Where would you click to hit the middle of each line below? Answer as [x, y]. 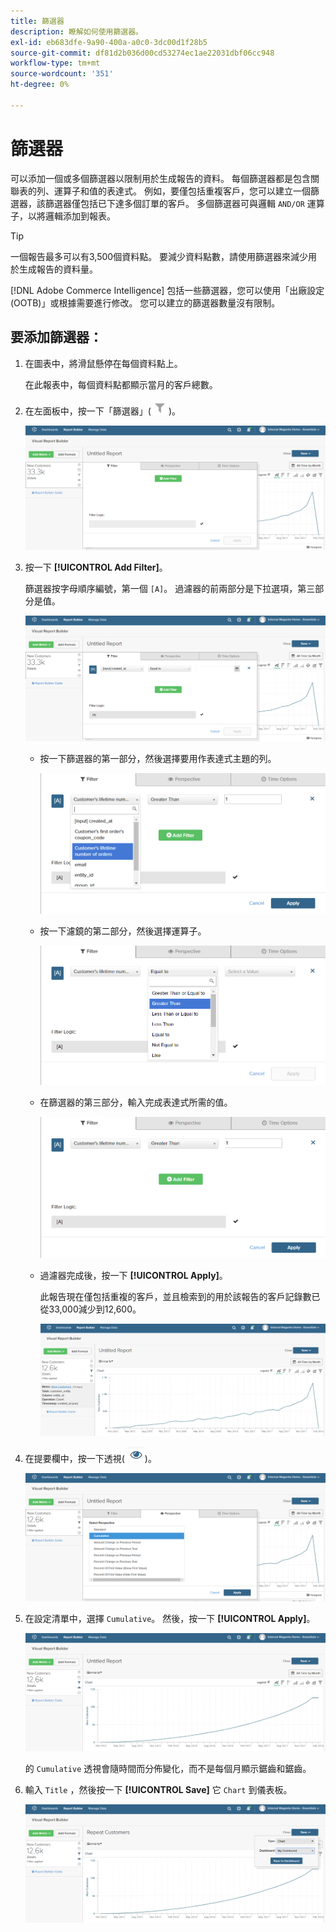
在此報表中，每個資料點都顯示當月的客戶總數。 [121, 384]
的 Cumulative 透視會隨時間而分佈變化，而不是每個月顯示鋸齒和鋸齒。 [168, 1768]
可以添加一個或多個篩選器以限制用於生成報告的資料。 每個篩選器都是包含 [160, 178]
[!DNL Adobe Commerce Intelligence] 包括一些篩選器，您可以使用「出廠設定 [167, 290]
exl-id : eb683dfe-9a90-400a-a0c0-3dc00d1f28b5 [109, 42]
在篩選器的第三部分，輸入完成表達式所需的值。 [136, 1102]
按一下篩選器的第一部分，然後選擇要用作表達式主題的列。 [158, 758]
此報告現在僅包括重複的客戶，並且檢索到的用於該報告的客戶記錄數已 [180, 1297]
